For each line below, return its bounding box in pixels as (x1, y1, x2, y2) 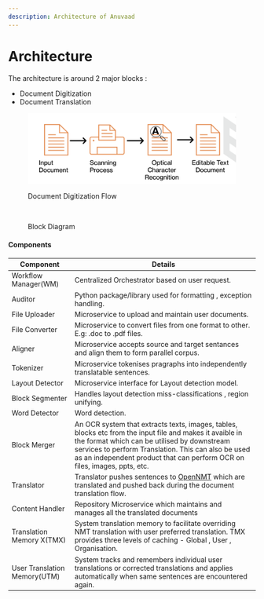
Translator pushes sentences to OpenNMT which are (74, 472, 245, 481)
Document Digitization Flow (27, 192, 117, 201)
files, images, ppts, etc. (74, 461, 149, 470)
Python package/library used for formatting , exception (74, 290, 252, 300)
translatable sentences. (74, 367, 151, 377)
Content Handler (11, 503, 65, 513)
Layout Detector (11, 378, 64, 388)
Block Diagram (27, 222, 75, 232)
